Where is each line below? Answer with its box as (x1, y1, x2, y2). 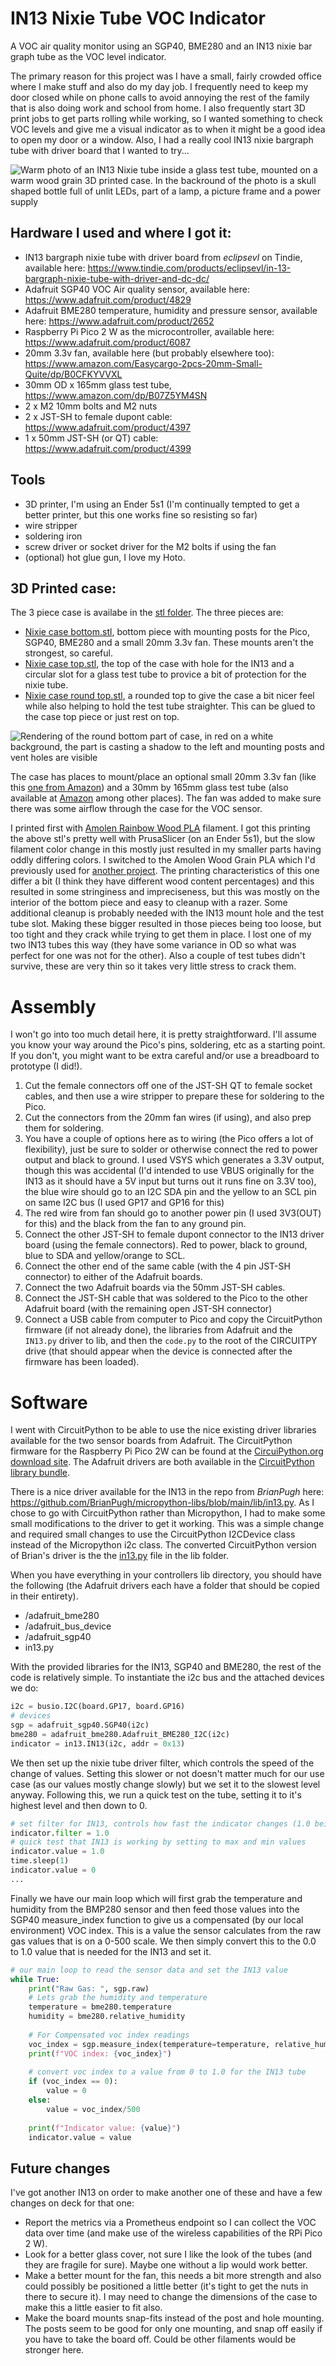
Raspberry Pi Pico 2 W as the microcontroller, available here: (24, 325, 275, 337)
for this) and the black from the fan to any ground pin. (24, 1218, 247, 1230)
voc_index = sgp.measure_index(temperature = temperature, (28, 2039, 271, 2049)
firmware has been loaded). (24, 1356, 140, 1368)
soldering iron (24, 530, 83, 542)
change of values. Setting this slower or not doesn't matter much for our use (10, 1767, 325, 1779)
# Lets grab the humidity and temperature (28, 1993, 208, 2003)
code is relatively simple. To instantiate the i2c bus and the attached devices (10, 1672, 325, 1684)
